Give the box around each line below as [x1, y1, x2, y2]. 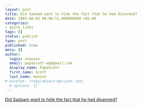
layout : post [5, 7, 32, 12]
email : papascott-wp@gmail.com [9, 61, 73, 66]
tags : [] [5, 29, 23, 34]
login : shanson [9, 56, 40, 61]
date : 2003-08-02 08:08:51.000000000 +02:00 [5, 16, 96, 21]
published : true [5, 43, 38, 48]
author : [5, 52, 21, 57]
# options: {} [9, 83, 38, 88]
